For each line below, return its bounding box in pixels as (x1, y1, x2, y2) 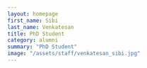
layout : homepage (7, 10, 59, 18)
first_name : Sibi (7, 17, 59, 24)
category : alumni (7, 37, 59, 44)
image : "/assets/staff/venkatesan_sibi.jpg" (7, 50, 141, 57)
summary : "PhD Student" (7, 43, 78, 50)
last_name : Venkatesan (7, 23, 74, 30)
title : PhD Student (7, 30, 65, 38)
